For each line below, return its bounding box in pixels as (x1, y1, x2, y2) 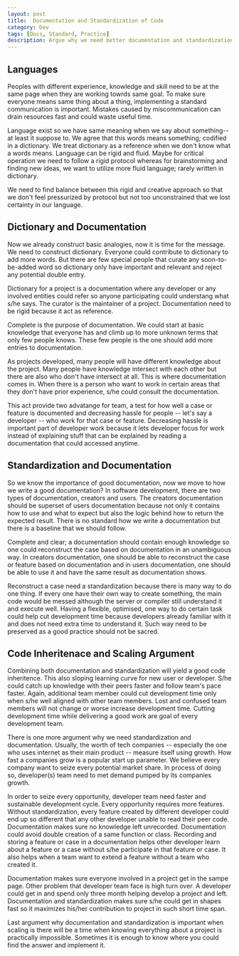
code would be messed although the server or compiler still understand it (7, 597, 223, 605)
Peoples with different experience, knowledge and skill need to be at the (7, 82, 219, 90)
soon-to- (201, 255, 228, 263)
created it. (7, 861, 38, 869)
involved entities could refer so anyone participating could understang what (7, 291, 229, 300)
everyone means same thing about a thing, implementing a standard (7, 97, 207, 105)
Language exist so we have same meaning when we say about (7, 126, 191, 135)
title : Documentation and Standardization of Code (7, 17, 164, 24)
